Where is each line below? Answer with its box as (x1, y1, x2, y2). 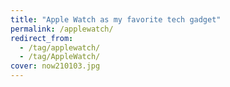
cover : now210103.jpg (10, 61, 101, 71)
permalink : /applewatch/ (10, 24, 114, 34)
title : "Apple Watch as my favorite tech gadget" (10, 14, 222, 25)
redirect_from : (10, 33, 74, 43)
